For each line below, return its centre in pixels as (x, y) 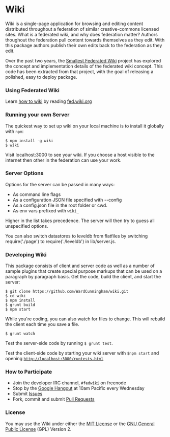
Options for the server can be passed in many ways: (60, 184)
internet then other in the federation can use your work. (63, 160)
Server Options (24, 173)
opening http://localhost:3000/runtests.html (54, 359)
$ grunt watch (20, 334)
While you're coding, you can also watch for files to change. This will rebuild (85, 319)
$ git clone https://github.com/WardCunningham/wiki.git (67, 292)
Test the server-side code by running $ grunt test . (59, 343)
